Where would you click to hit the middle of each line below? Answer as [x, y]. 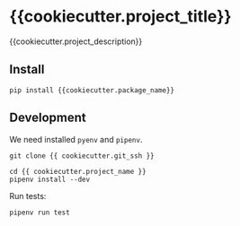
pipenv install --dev [50, 179]
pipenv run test [40, 213]
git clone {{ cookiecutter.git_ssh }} [82, 156]
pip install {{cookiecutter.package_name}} [92, 90]
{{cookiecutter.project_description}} [76, 41]
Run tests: [28, 196]
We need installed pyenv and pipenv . [76, 139]
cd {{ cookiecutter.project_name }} [78, 171]
